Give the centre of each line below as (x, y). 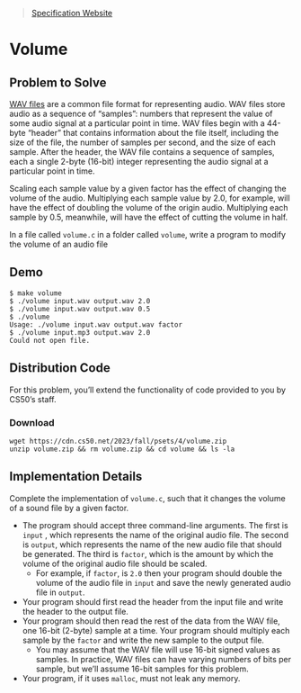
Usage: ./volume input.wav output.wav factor (96, 324)
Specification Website (72, 13)
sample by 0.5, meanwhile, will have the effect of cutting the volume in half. (149, 217)
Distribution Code (60, 368)
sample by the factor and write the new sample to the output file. (143, 640)
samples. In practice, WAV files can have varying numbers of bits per (164, 659)
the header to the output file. (75, 611)
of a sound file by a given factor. (69, 508)
